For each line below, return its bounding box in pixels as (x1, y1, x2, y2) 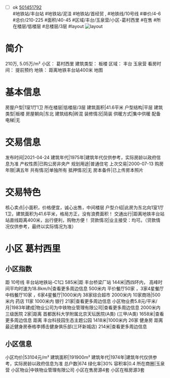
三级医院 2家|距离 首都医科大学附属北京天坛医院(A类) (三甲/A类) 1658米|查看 (5, 311, 164, 317)
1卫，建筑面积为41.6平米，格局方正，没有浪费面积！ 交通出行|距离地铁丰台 (5, 210, 160, 217)
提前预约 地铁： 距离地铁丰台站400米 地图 (15, 67, 103, 73)
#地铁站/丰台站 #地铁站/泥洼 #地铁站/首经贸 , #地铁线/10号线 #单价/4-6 (12, 11, 161, 17)
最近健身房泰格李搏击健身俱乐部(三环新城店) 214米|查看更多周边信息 (5, 323, 148, 329)
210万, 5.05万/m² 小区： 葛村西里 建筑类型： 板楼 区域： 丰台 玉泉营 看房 (5, 61, 157, 66)
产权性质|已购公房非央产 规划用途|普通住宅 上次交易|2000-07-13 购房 (19, 161, 164, 167)
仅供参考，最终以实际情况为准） (9, 223, 76, 230)
